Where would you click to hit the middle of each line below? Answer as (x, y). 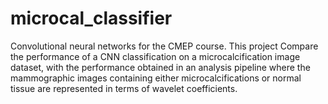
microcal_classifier (91, 18)
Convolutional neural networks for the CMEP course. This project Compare (164, 46)
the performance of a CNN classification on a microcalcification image (155, 56)
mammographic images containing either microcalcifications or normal (156, 78)
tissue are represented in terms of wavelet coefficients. (124, 88)
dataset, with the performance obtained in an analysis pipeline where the (160, 67)
